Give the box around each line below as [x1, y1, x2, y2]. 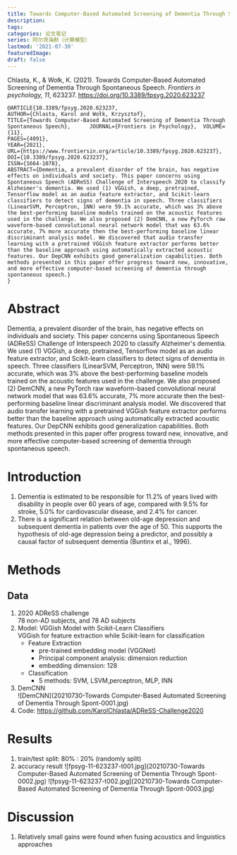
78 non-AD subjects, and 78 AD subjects [17, 616, 136, 625]
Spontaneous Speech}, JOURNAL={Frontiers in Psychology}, [7, 123, 197, 130]
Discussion [7, 809, 74, 825]
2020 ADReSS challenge [17, 609, 90, 617]
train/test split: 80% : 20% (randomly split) [17, 754, 142, 763]
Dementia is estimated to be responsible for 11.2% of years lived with [17, 492, 218, 501]
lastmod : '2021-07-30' [7, 43, 74, 50]
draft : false [7, 56, 46, 64]
